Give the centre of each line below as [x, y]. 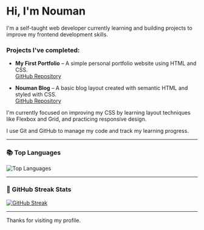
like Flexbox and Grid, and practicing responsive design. [76, 119]
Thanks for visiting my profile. [43, 220]
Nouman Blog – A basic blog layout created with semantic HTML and [101, 88]
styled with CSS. [36, 95]
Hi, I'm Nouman [46, 11]
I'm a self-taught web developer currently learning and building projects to [99, 28]
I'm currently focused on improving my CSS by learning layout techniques [99, 113]
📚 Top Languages [34, 153]
